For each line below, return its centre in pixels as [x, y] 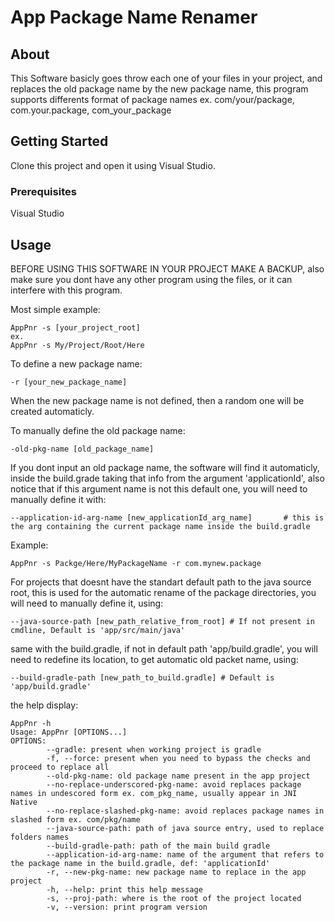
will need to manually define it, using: [87, 603]
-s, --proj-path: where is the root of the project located [174, 898]
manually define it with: [58, 499]
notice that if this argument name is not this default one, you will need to [159, 488]
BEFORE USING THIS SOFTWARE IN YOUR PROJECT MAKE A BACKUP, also [167, 268]
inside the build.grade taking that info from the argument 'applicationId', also [167, 478]
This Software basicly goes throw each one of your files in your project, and [166, 78]
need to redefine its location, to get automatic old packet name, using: [154, 659]
